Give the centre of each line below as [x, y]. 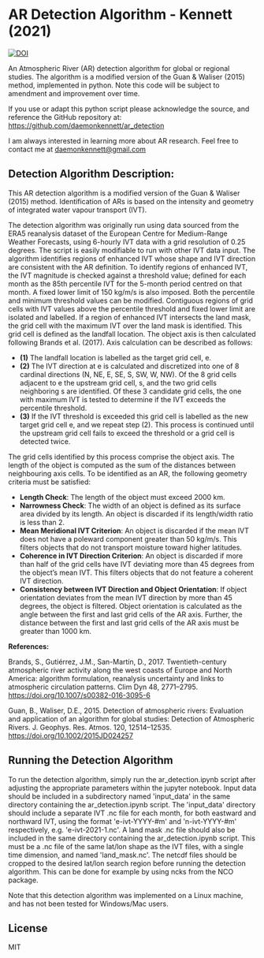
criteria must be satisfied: [50, 482]
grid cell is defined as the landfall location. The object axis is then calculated [132, 334]
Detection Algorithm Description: [91, 174]
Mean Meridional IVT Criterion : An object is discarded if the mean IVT [134, 531]
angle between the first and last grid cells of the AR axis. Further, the [131, 614]
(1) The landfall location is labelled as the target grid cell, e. [115, 357]
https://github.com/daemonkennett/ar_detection [86, 125]
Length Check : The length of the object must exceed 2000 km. [123, 497]
